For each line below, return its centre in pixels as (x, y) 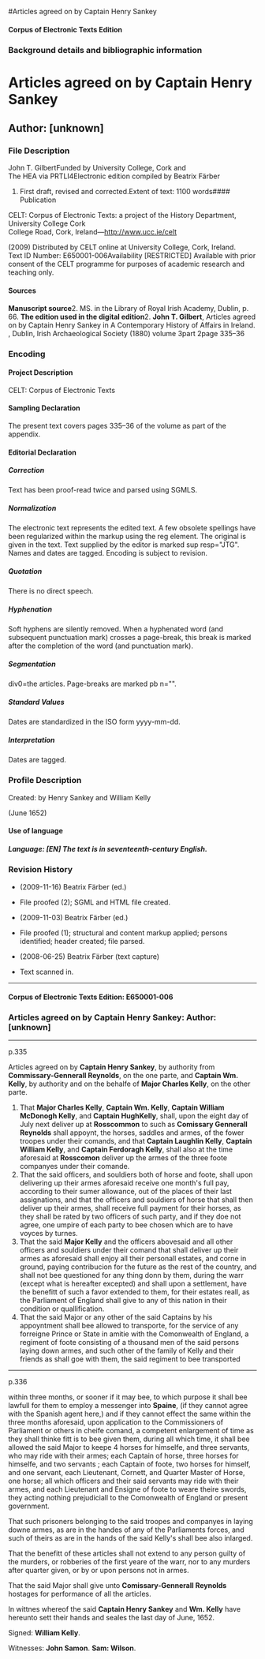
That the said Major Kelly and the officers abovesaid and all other (126, 1241)
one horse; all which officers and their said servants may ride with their (123, 1481)
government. (29, 1506)
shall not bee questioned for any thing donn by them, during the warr (132, 1275)
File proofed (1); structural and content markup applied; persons (123, 932)
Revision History (41, 870)
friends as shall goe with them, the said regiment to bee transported (130, 1359)
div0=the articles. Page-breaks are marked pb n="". (93, 684)
